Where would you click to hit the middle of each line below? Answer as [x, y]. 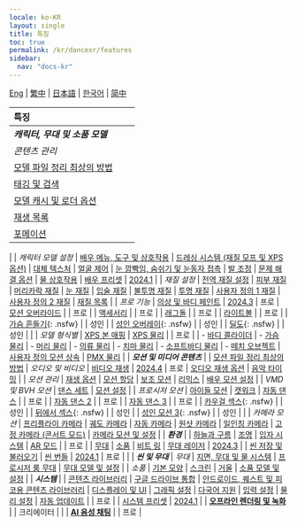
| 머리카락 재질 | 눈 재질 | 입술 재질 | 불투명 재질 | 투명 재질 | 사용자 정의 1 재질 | [145, 290]
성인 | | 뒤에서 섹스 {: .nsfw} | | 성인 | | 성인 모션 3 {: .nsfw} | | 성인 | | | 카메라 [142, 412]
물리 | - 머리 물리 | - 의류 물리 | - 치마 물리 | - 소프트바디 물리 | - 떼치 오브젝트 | [145, 345]
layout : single [37, 26]
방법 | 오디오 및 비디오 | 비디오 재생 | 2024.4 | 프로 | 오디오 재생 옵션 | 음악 [138, 367]
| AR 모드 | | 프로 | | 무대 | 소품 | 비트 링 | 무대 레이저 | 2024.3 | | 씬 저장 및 [154, 445]
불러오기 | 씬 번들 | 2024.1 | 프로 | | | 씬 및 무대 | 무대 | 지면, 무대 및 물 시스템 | [143, 456]
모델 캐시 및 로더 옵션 [55, 200]
